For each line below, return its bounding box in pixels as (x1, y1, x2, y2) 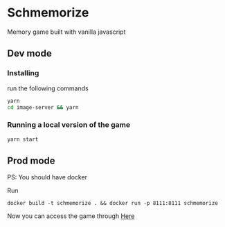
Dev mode (7, 48, 52, 59)
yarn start (7, 136, 39, 143)
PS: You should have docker (7, 173, 88, 181)
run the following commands (7, 84, 89, 92)
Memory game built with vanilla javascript (7, 28, 126, 36)
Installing (7, 68, 39, 78)
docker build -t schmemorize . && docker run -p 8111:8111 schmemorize (7, 200, 218, 207)
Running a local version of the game (7, 120, 130, 130)
